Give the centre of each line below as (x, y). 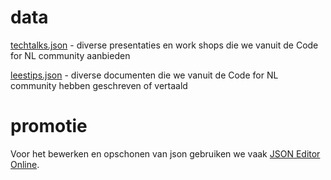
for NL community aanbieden (70, 55)
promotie (49, 126)
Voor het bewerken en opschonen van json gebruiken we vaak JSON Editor (165, 153)
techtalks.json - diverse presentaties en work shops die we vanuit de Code (164, 45)
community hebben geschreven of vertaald (99, 85)
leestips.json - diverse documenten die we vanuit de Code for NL (144, 75)
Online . (25, 164)
